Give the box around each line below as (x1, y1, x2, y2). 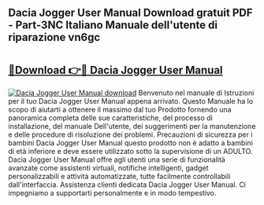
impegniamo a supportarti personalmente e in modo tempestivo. (8, 189, 217, 197)
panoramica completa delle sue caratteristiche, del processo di (8, 113, 213, 123)
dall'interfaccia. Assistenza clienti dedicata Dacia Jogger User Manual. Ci (8, 180, 247, 189)
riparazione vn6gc (8, 31, 101, 44)
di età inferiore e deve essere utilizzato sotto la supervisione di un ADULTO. (8, 147, 253, 156)
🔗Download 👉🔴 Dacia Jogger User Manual (8, 63, 223, 77)
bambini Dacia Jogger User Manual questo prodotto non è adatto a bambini (8, 138, 254, 148)
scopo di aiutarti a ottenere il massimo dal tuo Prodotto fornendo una (8, 105, 232, 114)
